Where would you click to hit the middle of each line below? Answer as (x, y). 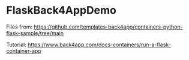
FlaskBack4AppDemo (61, 10)
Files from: (19, 27)
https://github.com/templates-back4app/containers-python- (108, 27)
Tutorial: (16, 45)
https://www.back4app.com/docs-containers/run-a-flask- (99, 45)
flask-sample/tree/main (35, 33)
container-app (24, 50)
